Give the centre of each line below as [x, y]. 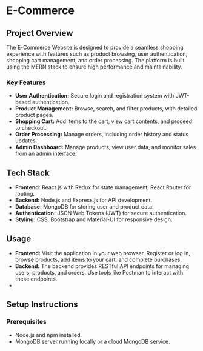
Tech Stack [28, 172]
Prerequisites [26, 322]
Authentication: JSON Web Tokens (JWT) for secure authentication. [101, 213]
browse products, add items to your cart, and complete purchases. [98, 259]
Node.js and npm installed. [48, 335]
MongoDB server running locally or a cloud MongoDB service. [92, 341]
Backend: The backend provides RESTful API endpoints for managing [102, 266]
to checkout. [31, 128]
